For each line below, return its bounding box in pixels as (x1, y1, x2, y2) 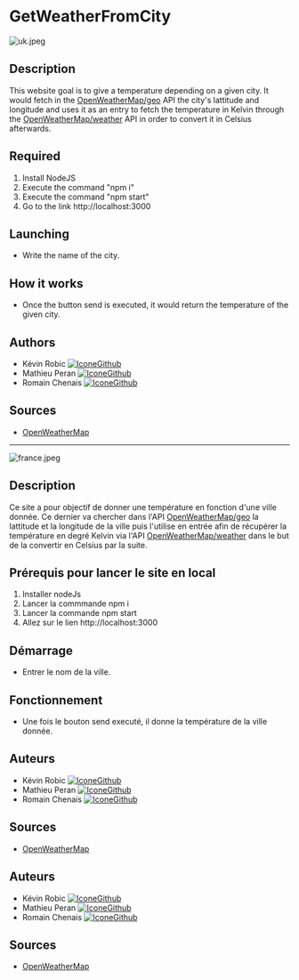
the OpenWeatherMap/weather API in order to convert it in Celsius (9, 113, 252, 124)
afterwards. (9, 123, 52, 134)
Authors (9, 335, 56, 350)
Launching (9, 226, 69, 241)
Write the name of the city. (21, 250, 120, 261)
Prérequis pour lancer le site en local (9, 565, 216, 580)
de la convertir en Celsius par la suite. (9, 539, 148, 550)
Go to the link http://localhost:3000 (21, 200, 151, 211)
